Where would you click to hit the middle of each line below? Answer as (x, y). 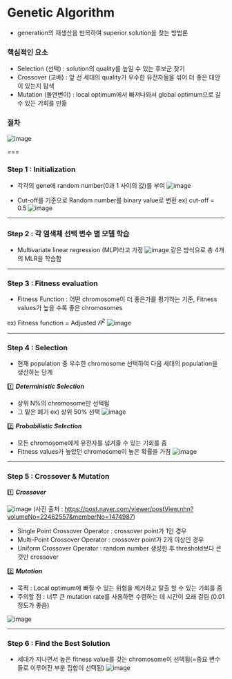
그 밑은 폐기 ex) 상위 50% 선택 (58, 412)
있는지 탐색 (39, 86)
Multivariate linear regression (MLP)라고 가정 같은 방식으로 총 (115, 250)
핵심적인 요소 (28, 52)
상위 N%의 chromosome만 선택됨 (63, 403)
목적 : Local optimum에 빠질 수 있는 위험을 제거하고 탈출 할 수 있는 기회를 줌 (120, 588)
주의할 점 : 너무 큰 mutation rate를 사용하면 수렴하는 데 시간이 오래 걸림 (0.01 (121, 596)
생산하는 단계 (35, 372)
